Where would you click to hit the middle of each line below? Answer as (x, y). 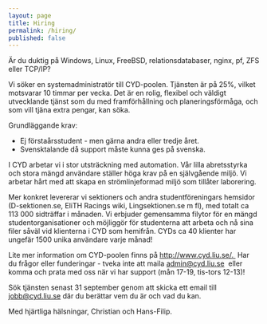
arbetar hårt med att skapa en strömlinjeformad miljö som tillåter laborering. (132, 182)
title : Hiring (32, 23)
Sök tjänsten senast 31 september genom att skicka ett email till (112, 287)
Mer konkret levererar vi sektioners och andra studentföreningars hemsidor (132, 197)
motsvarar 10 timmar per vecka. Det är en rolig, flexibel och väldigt (118, 93)
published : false (37, 38)
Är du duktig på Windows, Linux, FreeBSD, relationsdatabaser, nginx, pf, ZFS (134, 61)
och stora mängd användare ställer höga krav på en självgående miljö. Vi (128, 173)
